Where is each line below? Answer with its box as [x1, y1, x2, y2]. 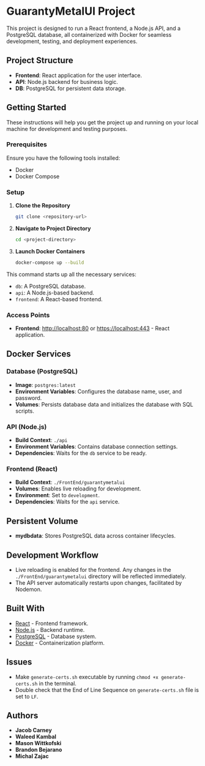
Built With [6, 603, 45, 614]
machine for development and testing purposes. [6, 125, 128, 132]
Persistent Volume [6, 516, 78, 526]
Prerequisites [6, 140, 47, 149]
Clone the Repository [15, 202, 70, 209]
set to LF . [15, 693, 39, 700]
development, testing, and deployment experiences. [6, 37, 138, 45]
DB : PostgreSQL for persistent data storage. [15, 84, 127, 92]
